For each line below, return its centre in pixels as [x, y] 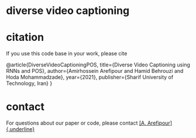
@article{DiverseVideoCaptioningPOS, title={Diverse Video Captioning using [98, 65]
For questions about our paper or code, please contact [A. [76, 123]
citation [25, 38]
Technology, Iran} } [29, 83]
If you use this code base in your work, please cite [67, 54]
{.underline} [20, 129]
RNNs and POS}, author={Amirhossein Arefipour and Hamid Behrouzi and [95, 71]
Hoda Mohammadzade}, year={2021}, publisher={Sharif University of [90, 77]
